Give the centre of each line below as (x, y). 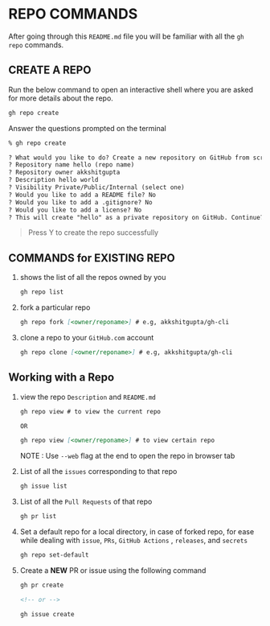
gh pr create (42, 585)
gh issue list (43, 486)
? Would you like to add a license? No (75, 210)
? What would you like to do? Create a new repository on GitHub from (129, 158)
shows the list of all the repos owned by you (93, 278)
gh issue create (47, 614)
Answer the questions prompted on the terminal (88, 128)
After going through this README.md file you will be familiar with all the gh (127, 36)
